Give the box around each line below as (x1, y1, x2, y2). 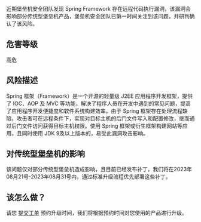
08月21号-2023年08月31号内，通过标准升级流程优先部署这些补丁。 (6, 173, 172, 180)
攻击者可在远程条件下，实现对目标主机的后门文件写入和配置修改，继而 (16, 115, 190, 122)
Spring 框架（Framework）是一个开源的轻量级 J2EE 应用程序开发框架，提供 (6, 92, 193, 100)
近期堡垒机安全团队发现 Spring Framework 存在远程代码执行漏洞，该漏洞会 (6, 5, 191, 12)
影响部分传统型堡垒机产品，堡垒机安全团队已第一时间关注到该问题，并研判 (6, 13, 190, 20)
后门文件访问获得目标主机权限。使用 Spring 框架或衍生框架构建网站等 (11, 122, 183, 129)
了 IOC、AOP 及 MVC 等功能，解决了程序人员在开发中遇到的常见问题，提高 (6, 100, 191, 107)
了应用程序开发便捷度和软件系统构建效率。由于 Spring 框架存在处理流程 (6, 107, 183, 115)
